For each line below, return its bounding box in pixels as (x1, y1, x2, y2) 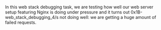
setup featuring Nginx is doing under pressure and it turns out (5, 9, 130, 15)
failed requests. (5, 19, 37, 25)
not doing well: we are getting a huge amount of (59, 15, 157, 20)
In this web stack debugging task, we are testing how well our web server (5, 4, 154, 10)
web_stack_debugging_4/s (5, 15, 59, 20)
